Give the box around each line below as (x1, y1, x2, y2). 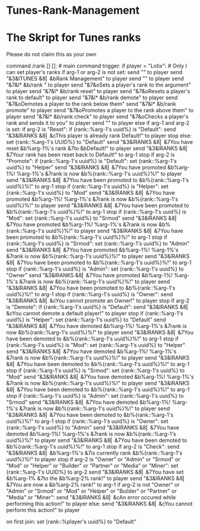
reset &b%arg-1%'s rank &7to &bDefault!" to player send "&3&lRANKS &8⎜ (6, 145, 189, 152)
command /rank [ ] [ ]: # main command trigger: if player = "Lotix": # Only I (6, 62, 187, 69)
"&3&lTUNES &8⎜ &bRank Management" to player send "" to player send (6, 75, 184, 82)
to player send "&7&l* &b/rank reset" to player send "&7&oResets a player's (6, 88, 190, 95)
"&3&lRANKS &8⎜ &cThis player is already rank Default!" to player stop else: (6, 132, 192, 139)
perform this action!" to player (6, 507, 81, 514)
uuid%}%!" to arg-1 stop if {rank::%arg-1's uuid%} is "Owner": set (6, 418, 168, 425)
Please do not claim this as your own (6, 51, 97, 58)
